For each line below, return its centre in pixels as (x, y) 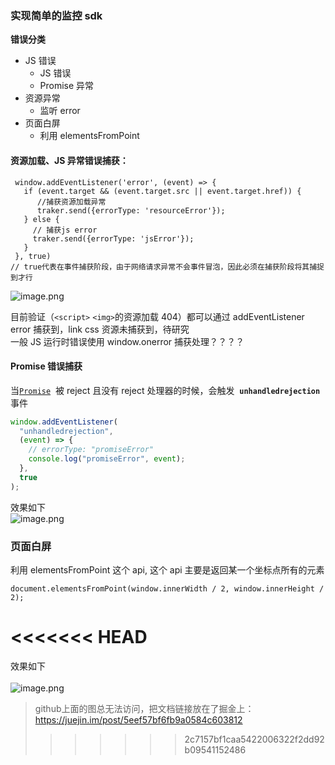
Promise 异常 (67, 86)
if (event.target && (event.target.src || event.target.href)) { (162, 191)
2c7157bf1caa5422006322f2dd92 (254, 739)
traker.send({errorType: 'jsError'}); (113, 238)
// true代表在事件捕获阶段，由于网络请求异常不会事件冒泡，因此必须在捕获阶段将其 (160, 267)
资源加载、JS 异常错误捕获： (69, 160)
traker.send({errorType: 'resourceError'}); (131, 210)
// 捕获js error (65, 230)
